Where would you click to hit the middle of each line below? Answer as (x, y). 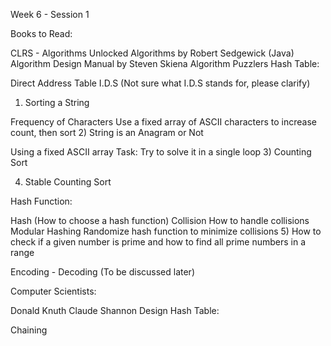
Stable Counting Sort (68, 182)
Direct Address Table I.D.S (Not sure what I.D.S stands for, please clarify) (160, 83)
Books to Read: (41, 33)
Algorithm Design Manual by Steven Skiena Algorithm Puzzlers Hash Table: (165, 63)
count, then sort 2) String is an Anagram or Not (107, 132)
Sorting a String (57, 102)
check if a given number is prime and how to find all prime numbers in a (158, 242)
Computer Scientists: (53, 291)
